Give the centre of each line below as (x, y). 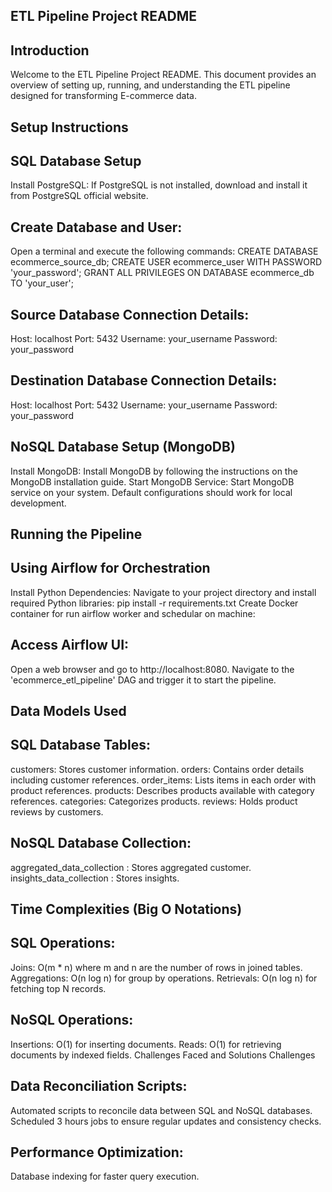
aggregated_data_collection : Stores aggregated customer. (131, 867)
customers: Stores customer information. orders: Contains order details (157, 769)
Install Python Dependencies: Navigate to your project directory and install (163, 592)
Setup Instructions (69, 127)
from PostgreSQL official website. (79, 196)
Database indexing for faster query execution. (105, 1176)
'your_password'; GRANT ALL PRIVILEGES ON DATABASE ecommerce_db (162, 273)
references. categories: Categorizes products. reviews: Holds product (154, 801)
